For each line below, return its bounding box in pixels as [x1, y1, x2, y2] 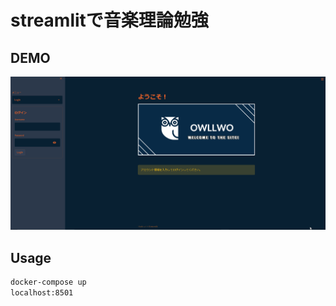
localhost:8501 [10, 288, 74, 298]
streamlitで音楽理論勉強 [10, 9, 209, 32]
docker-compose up [10, 277, 87, 288]
